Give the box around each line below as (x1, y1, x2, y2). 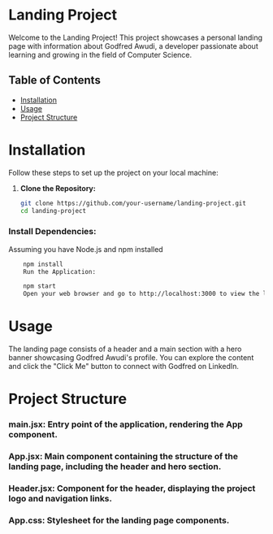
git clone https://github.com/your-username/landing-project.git (19, 199, 246, 207)
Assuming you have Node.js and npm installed (8, 244, 164, 254)
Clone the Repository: (19, 183, 96, 193)
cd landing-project (19, 206, 87, 215)
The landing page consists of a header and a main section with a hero (8, 344, 242, 354)
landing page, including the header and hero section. (8, 461, 222, 472)
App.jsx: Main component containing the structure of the (8, 451, 238, 462)
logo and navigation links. (8, 493, 112, 505)
